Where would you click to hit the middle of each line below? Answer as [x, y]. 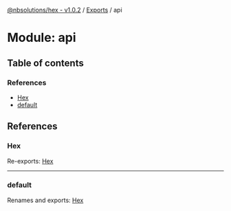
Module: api [42, 38]
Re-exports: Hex [30, 161]
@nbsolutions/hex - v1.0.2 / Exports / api [65, 10]
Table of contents [45, 63]
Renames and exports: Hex [45, 200]
